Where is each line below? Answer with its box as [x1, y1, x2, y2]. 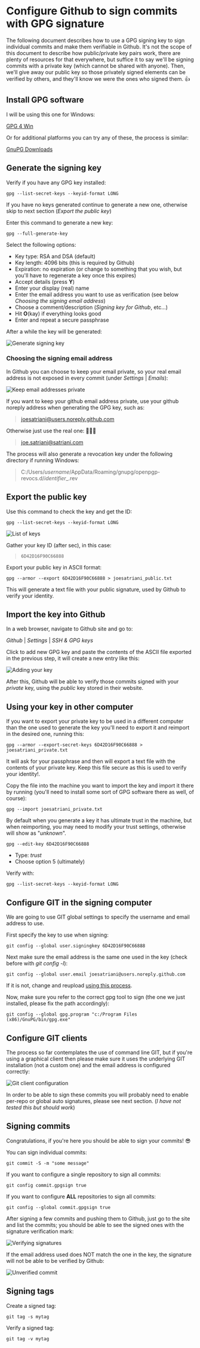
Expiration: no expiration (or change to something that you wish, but [14, 265, 182, 272]
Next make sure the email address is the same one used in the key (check [6, 953, 188, 961]
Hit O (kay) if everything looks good [14, 310, 101, 317]
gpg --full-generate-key [6, 231, 68, 237]
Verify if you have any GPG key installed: [6, 178, 106, 186]
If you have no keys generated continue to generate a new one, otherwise [6, 201, 188, 208]
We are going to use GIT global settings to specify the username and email [6, 913, 190, 920]
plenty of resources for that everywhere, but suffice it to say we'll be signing [6, 56, 194, 63]
